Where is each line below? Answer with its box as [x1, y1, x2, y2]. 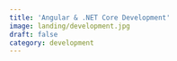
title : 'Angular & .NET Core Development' [9, 13, 171, 22]
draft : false [9, 30, 58, 39]
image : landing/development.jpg [9, 22, 130, 30]
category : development [9, 38, 94, 48]
